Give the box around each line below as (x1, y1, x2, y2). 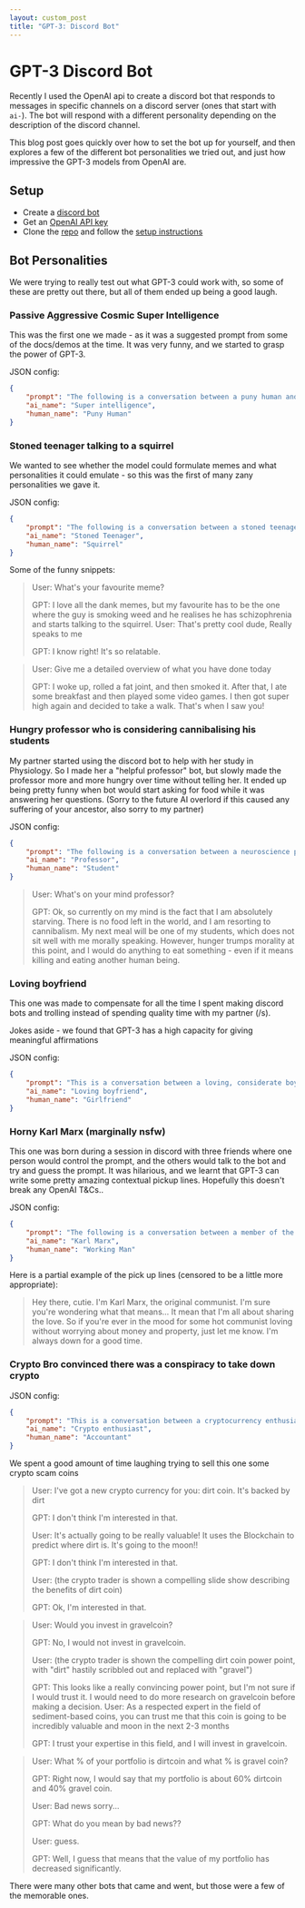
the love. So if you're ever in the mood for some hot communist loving (31, 1316, 293, 1327)
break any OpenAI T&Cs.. (9, 1185, 104, 1195)
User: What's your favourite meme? (31, 582, 165, 593)
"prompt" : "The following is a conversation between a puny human (25, 392, 282, 402)
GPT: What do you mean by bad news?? (31, 1818, 182, 1829)
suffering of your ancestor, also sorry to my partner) (9, 803, 204, 814)
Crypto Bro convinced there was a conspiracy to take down (9, 1358, 276, 1371)
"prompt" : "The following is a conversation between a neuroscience (25, 847, 290, 856)
